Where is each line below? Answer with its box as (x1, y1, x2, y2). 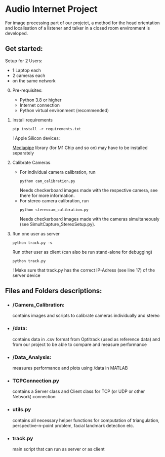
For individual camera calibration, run (19, 169, 96, 175)
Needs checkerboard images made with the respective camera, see (19, 187, 158, 193)
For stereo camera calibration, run (19, 197, 89, 203)
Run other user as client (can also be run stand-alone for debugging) (12, 249, 153, 255)
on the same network (12, 77, 56, 83)
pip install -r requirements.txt (12, 126, 82, 131)
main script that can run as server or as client (12, 446, 105, 452)
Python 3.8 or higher (19, 97, 62, 103)
